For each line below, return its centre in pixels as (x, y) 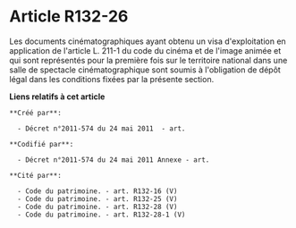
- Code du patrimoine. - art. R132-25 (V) (97, 198)
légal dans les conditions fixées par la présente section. (112, 79)
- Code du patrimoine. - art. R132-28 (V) (97, 207)
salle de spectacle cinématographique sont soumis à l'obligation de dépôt (145, 70)
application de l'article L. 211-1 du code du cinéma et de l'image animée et (145, 50)
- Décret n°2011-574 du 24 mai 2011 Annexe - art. (114, 160)
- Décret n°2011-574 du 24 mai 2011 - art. (101, 128)
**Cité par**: (36, 175)
